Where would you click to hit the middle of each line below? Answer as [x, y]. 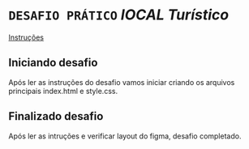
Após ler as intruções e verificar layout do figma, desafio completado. [125, 136]
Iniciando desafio [53, 63]
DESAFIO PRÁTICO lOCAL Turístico [119, 15]
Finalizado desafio [56, 116]
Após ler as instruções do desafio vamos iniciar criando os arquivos [122, 82]
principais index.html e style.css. [63, 91]
